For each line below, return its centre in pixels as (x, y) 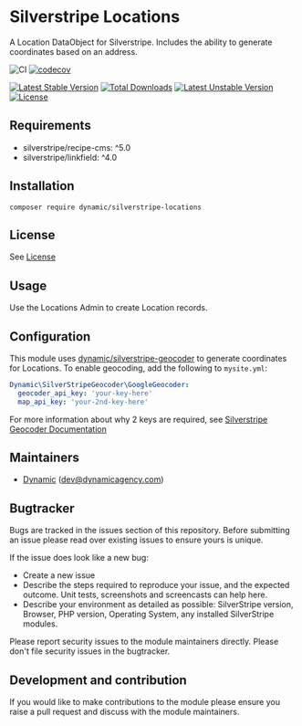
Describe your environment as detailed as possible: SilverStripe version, (158, 605)
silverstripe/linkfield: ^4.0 (70, 157)
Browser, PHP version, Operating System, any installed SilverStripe (148, 615)
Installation (42, 186)
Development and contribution (98, 680)
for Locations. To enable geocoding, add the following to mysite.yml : (138, 368)
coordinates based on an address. (74, 51)
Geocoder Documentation (58, 429)
